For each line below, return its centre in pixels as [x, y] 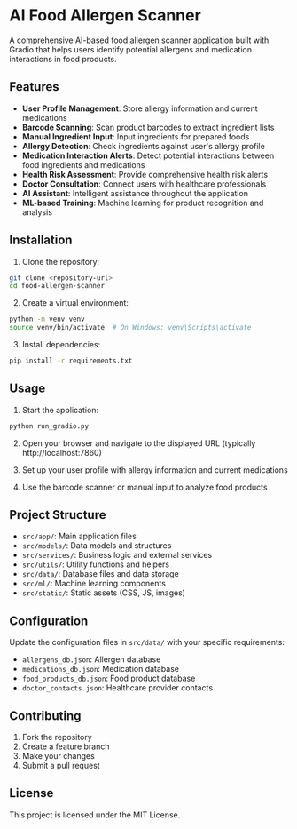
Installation [41, 240]
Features [34, 87]
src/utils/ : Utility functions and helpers [96, 564]
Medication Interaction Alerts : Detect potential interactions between [148, 155]
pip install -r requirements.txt [71, 361]
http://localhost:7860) [62, 452]
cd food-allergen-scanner [57, 286]
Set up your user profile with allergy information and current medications [155, 470]
